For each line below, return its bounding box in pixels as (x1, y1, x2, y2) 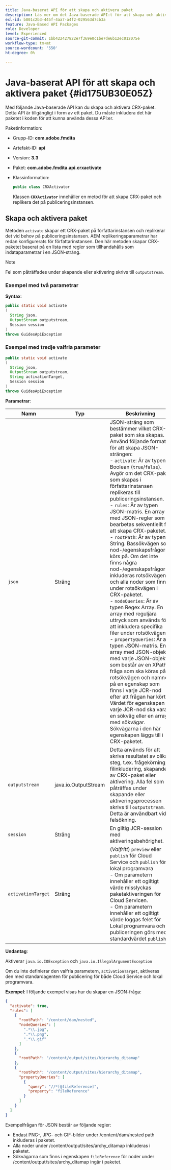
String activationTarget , (10, 374, 65, 379)
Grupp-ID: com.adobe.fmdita (12, 135, 75, 141)
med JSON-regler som (109, 514, 165, 521)
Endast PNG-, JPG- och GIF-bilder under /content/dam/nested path (12, 1132, 155, 1138)
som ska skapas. (124, 431, 164, 438)
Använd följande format (109, 438, 166, 445)
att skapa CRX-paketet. (109, 527, 166, 534)
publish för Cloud (109, 852, 152, 859)
